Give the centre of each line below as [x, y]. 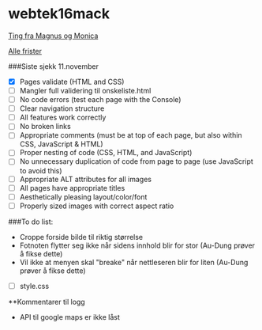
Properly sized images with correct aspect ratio [97, 206]
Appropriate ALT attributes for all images [86, 179]
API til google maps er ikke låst [70, 317]
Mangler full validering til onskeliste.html [85, 91]
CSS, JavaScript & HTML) [62, 144]
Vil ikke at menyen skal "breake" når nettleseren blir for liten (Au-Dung [134, 262]
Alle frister [25, 51]
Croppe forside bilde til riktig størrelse [81, 237]
